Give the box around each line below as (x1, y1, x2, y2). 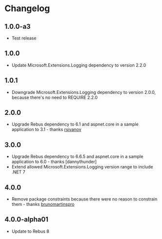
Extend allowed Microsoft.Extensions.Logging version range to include (11, 164, 153, 170)
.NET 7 (11, 169, 25, 175)
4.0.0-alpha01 (4, 215, 49, 224)
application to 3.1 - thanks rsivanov (11, 127, 82, 132)
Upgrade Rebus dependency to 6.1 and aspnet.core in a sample (11, 121, 139, 127)
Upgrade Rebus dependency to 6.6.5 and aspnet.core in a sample (11, 154, 144, 160)
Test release (11, 35, 37, 41)
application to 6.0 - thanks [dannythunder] (11, 159, 97, 165)
